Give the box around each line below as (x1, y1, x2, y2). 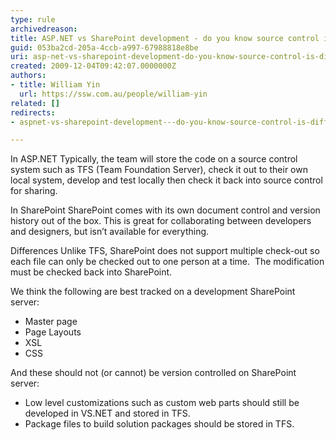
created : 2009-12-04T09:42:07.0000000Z (10, 61, 177, 71)
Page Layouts (24, 326, 82, 338)
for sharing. (10, 185, 58, 197)
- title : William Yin (10, 80, 101, 90)
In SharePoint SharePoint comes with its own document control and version (10, 204, 321, 216)
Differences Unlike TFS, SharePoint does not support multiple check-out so (10, 245, 320, 257)
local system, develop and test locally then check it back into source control (10, 174, 323, 186)
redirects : (10, 107, 56, 118)
